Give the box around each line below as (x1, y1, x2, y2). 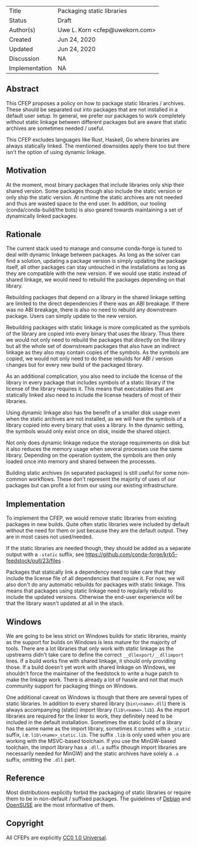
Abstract (6, 84, 39, 94)
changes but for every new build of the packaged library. (6, 361, 144, 369)
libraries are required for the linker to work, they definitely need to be (6, 712, 173, 719)
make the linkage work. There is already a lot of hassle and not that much (6, 676, 184, 684)
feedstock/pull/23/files (6, 557, 62, 564)
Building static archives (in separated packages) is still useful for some (6, 470, 177, 477)
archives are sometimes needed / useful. (6, 125, 105, 132)
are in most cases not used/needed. (6, 533, 93, 540)
